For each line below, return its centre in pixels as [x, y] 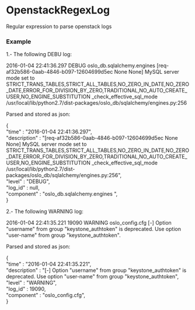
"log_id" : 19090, [26, 289]
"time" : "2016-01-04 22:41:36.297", [49, 132]
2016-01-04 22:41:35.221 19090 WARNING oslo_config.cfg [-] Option [89, 223]
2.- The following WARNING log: [45, 212]
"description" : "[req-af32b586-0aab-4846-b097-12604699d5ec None [92, 138]
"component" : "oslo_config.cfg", [46, 295]
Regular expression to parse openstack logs [59, 26]
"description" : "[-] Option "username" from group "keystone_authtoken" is [96, 270]
